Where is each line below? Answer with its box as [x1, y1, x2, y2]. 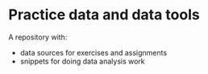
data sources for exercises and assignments [19, 47, 168, 57]
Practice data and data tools [8, 6, 200, 24]
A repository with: [8, 32, 68, 42]
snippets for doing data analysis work [19, 56, 145, 66]
